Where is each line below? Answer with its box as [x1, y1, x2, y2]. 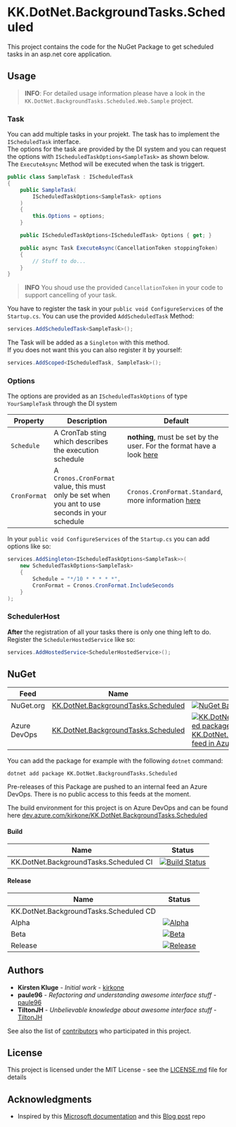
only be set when [53, 490, 111, 500]
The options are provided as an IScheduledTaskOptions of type [7, 392, 188, 401]
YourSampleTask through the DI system [7, 399, 117, 408]
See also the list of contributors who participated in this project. [7, 1026, 192, 1035]
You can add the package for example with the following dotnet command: [7, 756, 223, 765]
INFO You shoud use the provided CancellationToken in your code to [24, 283, 223, 292]
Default [164, 416, 189, 426]
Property [13, 416, 44, 426]
